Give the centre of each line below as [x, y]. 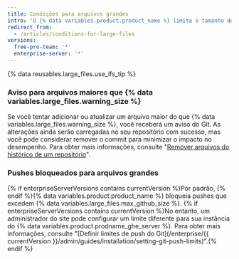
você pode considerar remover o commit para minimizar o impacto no [110, 139]
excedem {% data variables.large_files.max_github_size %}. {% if [103, 203]
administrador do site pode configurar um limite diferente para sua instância [118, 218]
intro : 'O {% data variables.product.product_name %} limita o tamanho [116, 21]
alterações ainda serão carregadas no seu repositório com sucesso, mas [114, 132]
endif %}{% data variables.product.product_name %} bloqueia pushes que [117, 196]
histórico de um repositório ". [49, 154]
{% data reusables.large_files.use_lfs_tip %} [72, 74]
